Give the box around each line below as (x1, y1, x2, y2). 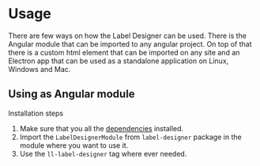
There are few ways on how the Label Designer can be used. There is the (8, 31, 247, 40)
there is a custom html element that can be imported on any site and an (8, 47, 240, 57)
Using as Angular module (8, 88, 136, 101)
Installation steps (8, 108, 64, 118)
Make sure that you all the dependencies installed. (19, 123, 184, 133)
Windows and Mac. (8, 64, 71, 74)
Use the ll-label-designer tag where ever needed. (19, 149, 187, 158)
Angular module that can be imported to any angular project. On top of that (8, 39, 252, 48)
